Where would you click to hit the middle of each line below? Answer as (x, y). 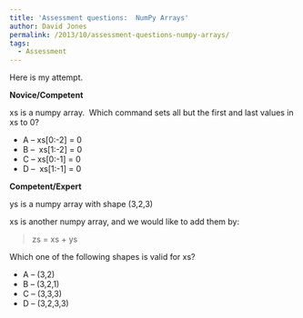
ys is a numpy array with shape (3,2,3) (81, 204)
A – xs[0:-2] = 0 (52, 140)
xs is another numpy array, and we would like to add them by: (124, 222)
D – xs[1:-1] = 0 (52, 169)
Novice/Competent (46, 95)
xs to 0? (24, 123)
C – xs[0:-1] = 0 (52, 159)
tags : (20, 43)
